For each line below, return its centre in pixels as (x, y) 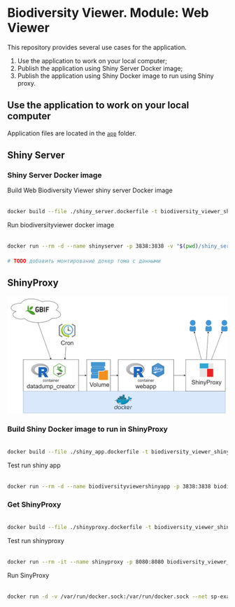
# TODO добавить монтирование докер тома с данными (84, 261)
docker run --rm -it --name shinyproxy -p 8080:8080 (86, 562)
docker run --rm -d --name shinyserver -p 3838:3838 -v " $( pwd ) (103, 246)
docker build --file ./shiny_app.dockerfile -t (78, 452)
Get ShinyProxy (34, 505)
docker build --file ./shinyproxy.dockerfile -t (79, 528)
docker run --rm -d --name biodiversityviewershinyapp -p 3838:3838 (109, 487)
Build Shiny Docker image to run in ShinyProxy (87, 429)
